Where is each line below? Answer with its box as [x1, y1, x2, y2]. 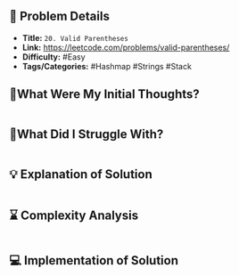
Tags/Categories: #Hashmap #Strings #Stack [21, 61, 192, 71]
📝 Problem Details [9, 9, 110, 24]
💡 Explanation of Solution [9, 166, 153, 182]
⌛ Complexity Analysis [9, 207, 139, 223]
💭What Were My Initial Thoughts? [9, 86, 201, 102]
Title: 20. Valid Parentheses [21, 32, 129, 43]
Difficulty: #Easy [21, 51, 87, 62]
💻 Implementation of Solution [9, 253, 178, 268]
